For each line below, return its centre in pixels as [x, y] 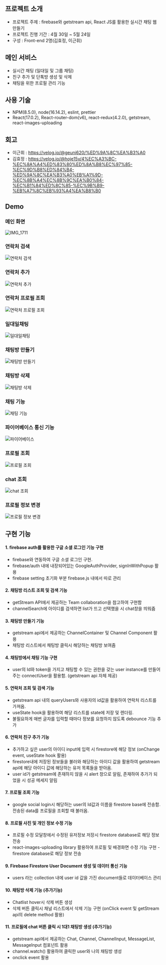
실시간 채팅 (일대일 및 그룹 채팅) [43, 71]
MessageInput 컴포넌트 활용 [40, 945]
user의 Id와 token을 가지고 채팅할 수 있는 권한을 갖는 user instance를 [80, 669]
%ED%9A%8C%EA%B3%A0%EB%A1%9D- [57, 175]
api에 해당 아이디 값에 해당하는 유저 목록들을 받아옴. [62, 768]
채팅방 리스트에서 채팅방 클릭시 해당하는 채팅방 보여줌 [64, 645]
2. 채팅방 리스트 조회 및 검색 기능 [36, 591]
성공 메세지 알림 [42, 780]
